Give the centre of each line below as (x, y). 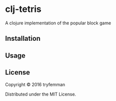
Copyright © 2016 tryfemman (35, 84)
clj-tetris (23, 9)
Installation (23, 39)
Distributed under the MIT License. (41, 94)
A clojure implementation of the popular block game (58, 23)
